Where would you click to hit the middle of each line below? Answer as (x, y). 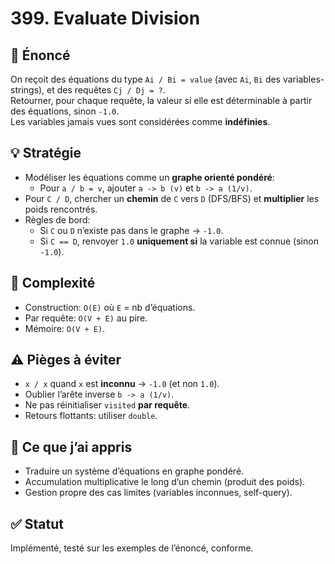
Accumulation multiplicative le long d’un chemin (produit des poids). (165, 482)
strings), (27, 90)
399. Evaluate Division (105, 18)
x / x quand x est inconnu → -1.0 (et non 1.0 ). (122, 384)
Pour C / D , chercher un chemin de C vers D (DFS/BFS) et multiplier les (172, 198)
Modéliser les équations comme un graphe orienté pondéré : (149, 177)
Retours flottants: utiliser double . (91, 416)
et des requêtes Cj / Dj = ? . (106, 90)
